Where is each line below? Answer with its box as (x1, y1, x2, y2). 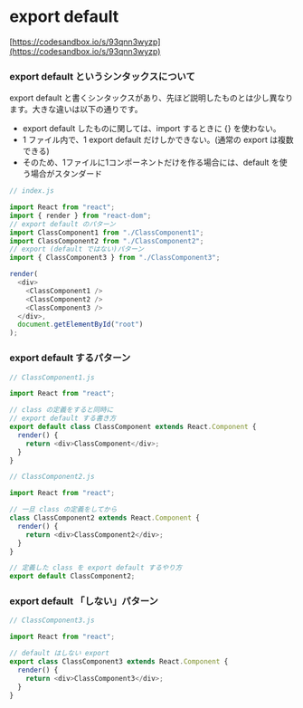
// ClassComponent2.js (9, 473, 95, 482)
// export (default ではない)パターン (9, 244, 145, 254)
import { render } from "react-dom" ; (9, 211, 152, 220)
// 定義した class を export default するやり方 (9, 563, 183, 572)
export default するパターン (9, 351, 131, 364)
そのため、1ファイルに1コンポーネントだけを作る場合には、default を (22, 157, 280, 168)
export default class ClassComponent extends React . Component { (9, 423, 257, 432)
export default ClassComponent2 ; (9, 572, 136, 581)
